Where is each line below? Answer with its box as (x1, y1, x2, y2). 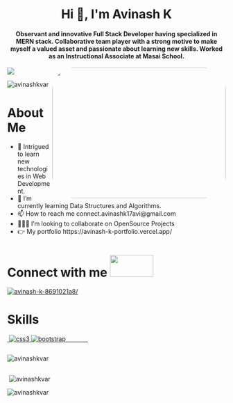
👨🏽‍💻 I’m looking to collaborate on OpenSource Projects (17, 219, 175, 228)
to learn (17, 150, 40, 159)
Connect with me (7, 264, 107, 280)
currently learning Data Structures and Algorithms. (17, 202, 162, 210)
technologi (17, 165, 49, 173)
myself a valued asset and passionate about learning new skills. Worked (10, 45, 223, 53)
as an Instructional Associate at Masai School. (48, 52, 185, 60)
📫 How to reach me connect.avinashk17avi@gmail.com (17, 210, 177, 218)
